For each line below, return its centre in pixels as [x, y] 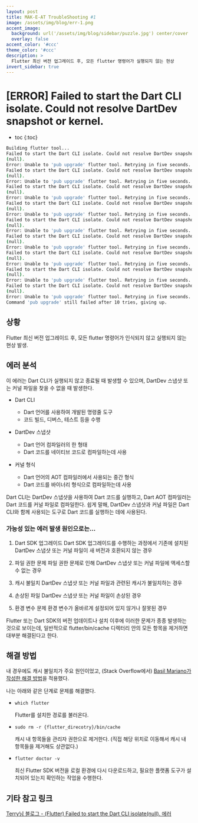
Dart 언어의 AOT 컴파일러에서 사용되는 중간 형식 [79, 477]
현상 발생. [17, 345]
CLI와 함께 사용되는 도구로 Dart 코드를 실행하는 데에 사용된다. [77, 512]
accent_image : [24, 28]
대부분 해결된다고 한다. [32, 635]
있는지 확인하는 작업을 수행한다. [67, 778]
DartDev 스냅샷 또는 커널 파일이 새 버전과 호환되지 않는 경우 [83, 550]
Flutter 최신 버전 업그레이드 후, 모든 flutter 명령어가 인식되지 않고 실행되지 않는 [96, 337]
